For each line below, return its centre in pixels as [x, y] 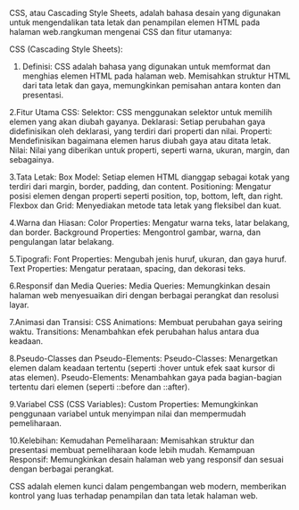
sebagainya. [32, 159]
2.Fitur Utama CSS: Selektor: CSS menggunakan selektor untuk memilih [141, 112]
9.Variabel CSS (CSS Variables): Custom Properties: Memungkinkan [134, 404]
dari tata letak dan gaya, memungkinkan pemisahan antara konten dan [151, 85]
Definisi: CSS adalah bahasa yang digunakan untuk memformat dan [146, 67]
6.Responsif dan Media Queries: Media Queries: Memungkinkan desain [140, 286]
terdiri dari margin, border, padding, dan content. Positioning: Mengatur [141, 186]
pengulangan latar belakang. [62, 242]
